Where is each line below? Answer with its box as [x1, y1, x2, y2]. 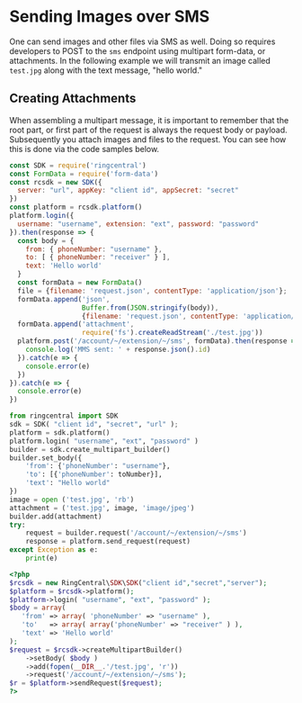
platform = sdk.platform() [9, 428, 111, 437]
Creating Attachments [9, 91, 137, 106]
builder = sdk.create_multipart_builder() [9, 445, 171, 454]
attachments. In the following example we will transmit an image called [9, 55, 271, 66]
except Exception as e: [9, 545, 99, 554]
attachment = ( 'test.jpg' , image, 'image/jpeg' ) [9, 503, 195, 512]
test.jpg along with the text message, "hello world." [9, 65, 203, 76]
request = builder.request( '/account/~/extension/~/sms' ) [25, 528, 247, 537]
